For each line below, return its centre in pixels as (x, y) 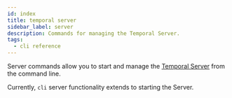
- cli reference (37, 46)
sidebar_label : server (40, 27)
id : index (22, 14)
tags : (15, 40)
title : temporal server (42, 20)
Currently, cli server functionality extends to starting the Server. (101, 87)
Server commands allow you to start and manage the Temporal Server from (116, 66)
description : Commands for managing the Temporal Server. (94, 33)
